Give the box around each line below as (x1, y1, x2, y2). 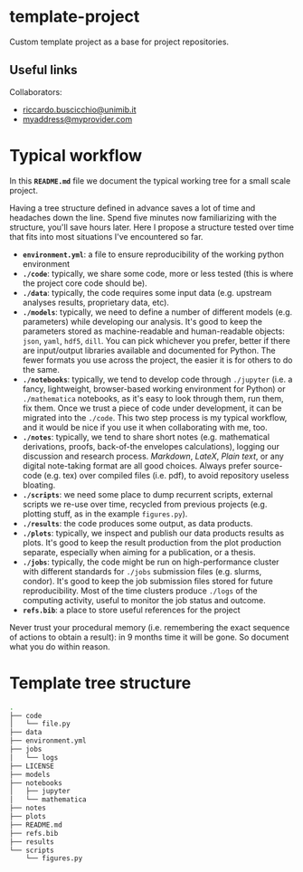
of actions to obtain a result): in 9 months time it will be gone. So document (9, 631, 289, 642)
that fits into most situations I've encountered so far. (9, 231, 204, 242)
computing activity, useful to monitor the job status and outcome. (22, 594, 266, 605)
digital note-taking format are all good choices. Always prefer (22, 460, 251, 471)
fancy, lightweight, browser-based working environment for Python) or (22, 383, 286, 394)
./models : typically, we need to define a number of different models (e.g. (22, 306, 293, 318)
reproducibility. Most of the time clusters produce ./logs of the (22, 585, 258, 596)
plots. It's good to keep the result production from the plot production (22, 536, 282, 548)
